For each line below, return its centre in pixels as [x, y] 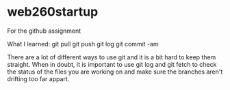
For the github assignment [44, 31]
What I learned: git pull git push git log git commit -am [83, 44]
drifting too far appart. [38, 78]
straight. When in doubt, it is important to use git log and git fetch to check [112, 64]
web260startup [53, 12]
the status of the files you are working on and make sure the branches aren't [115, 72]
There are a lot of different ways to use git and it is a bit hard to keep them [112, 57]
